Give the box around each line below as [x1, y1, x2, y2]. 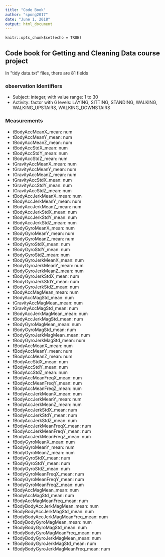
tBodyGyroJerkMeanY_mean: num [12, 262, 84, 268]
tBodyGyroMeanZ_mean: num [12, 235, 75, 242]
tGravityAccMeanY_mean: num [12, 166, 77, 172]
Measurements [5, 117, 43, 124]
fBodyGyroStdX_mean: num [12, 455, 70, 461]
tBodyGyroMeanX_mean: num [12, 225, 75, 231]
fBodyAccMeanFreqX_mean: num [12, 374, 82, 380]
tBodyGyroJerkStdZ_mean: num [12, 284, 79, 290]
